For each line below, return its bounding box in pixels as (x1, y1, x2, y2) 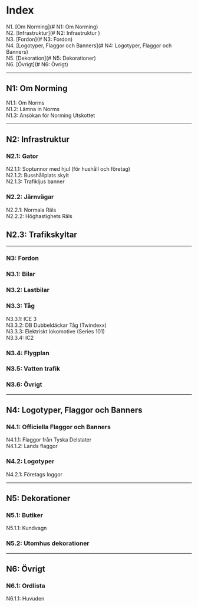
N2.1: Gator (6, 152, 39, 160)
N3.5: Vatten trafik (6, 365, 61, 373)
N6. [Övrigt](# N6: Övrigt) (6, 60, 69, 68)
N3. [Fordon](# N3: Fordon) (6, 35, 73, 43)
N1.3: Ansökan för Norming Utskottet (6, 112, 95, 119)
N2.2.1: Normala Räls (6, 206, 57, 213)
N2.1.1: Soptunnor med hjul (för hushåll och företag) (6, 165, 131, 173)
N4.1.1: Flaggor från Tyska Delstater (6, 436, 92, 443)
